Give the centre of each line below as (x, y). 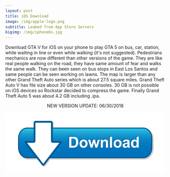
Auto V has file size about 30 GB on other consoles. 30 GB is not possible (82, 85)
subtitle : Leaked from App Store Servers (50, 27)
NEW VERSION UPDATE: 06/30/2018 (85, 106)
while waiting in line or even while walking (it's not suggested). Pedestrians (84, 53)
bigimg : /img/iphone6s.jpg (34, 32)
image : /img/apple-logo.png (35, 21)
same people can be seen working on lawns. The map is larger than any (80, 74)
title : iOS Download (27, 16)
